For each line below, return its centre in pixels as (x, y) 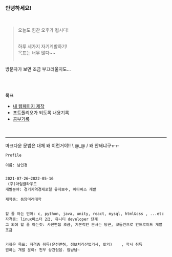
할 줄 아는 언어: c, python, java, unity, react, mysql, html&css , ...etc (85, 214)
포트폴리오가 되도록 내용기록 (41, 113)
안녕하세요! (18, 8)
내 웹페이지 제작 (28, 106)
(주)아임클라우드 (22, 184)
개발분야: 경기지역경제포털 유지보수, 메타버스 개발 (51, 190)
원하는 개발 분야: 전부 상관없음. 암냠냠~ (43, 250)
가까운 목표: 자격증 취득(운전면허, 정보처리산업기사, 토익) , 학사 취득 (74, 245)
